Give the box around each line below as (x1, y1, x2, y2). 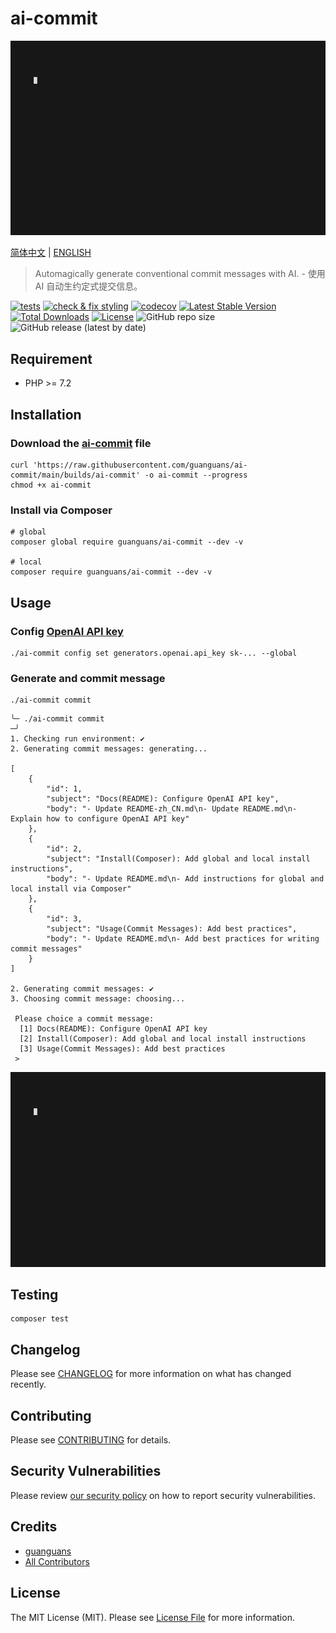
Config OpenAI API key (10, 624, 124, 638)
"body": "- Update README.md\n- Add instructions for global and (46, 874, 325, 884)
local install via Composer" (10, 884, 132, 894)
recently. (10, 1378, 47, 1391)
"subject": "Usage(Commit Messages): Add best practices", (46, 924, 298, 934)
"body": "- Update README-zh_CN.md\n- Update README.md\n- (46, 804, 298, 814)
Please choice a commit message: (14, 1014, 155, 1024)
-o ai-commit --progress (144, 470, 248, 480)
